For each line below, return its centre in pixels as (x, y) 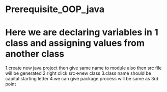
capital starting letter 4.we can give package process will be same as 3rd (82, 79)
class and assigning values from (75, 43)
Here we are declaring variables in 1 (82, 33)
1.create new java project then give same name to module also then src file (83, 68)
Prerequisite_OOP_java (55, 9)
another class (35, 54)
